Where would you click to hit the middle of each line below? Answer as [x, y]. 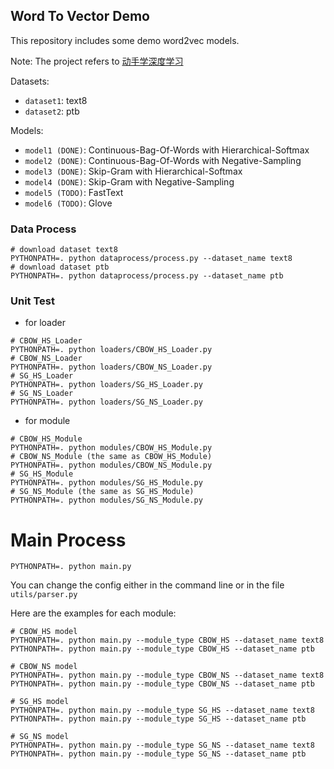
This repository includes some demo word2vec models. [125, 40]
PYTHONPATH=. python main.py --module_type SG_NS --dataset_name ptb [158, 754]
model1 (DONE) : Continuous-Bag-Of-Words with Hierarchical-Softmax [167, 150]
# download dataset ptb [60, 267]
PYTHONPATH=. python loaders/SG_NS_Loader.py [106, 402]
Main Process [68, 540]
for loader [45, 323]
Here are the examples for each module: [93, 613]
